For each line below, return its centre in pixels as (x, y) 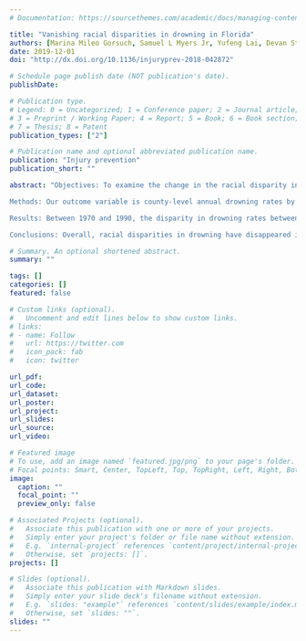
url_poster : (32, 403)
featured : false (40, 293)
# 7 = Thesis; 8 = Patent (58, 127)
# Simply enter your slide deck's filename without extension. (136, 596)
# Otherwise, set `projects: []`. (79, 554)
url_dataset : (34, 394)
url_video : (30, 436)
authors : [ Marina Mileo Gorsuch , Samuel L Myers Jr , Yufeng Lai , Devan (148, 43)
